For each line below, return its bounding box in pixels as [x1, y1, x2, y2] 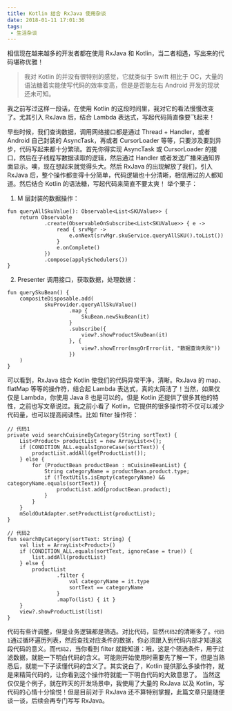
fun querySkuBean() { [7, 290, 70, 296]
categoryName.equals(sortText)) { [7, 480, 107, 487]
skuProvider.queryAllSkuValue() [43, 301, 137, 308]
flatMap [7, 385, 30, 393]
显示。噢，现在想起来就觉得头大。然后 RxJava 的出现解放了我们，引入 [12, 162, 213, 171]
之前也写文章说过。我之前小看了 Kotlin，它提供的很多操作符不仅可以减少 [19, 402, 224, 410]
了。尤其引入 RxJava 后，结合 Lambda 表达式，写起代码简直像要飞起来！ [7, 113, 215, 122]
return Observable [19, 214, 72, 221]
